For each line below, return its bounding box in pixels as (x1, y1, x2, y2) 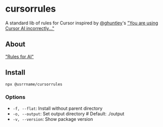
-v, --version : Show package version (12, 116, 93, 122)
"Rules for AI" (5, 53, 34, 59)
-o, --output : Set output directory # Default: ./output (12, 110, 125, 117)
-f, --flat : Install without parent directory (12, 105, 103, 111)
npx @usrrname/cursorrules (5, 82, 63, 87)
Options (5, 93, 25, 101)
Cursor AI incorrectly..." (5, 25, 55, 31)
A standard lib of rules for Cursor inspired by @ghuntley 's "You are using (5, 20, 158, 26)
